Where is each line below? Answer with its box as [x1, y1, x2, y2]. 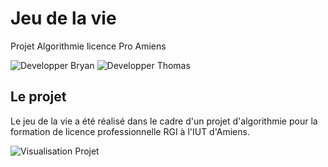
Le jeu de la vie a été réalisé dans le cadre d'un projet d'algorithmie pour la [10, 115, 318, 127]
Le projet [10, 88, 67, 106]
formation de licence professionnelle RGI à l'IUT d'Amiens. [10, 125, 250, 137]
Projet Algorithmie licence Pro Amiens [10, 40, 167, 52]
